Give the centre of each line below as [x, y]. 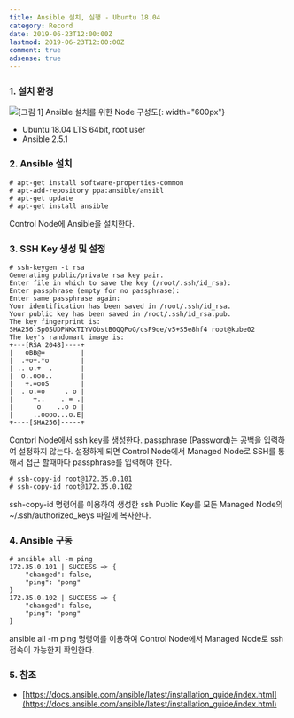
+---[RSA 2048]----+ [47, 345]
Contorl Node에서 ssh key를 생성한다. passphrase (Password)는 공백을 [135, 440]
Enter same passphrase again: [65, 298]
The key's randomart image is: [67, 337]
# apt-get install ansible [59, 206]
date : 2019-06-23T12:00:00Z [61, 34]
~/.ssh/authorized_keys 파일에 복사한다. [80, 515]
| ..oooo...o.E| [47, 414]
